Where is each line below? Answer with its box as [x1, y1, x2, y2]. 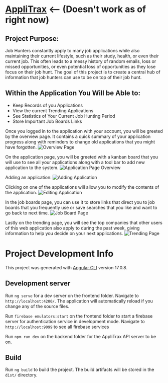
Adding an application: [5, 174, 52, 180]
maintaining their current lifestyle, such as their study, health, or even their [5, 53, 159, 59]
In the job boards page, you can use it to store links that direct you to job [5, 199, 155, 205]
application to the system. [5, 165, 59, 171]
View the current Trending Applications [12, 107, 94, 114]
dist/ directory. [5, 372, 38, 378]
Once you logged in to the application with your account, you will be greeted [5, 128, 163, 134]
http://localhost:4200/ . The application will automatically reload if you [5, 298, 153, 304]
